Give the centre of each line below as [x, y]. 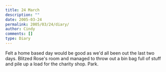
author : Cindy [20, 29]
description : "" [22, 15]
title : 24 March [22, 10]
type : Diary [18, 39]
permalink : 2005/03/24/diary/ [37, 24]
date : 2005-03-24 [24, 19]
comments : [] [19, 34]
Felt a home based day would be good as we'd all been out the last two [80, 53]
